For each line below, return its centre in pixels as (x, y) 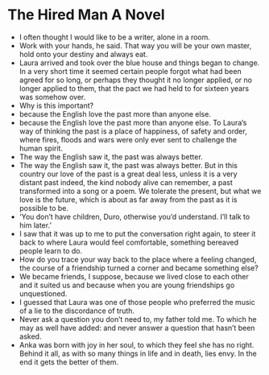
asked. (30, 336)
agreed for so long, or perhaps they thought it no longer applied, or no (136, 80)
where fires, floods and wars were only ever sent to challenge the (128, 139)
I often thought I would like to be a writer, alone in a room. (115, 37)
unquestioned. (43, 293)
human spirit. (41, 148)
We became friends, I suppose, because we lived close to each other (134, 276)
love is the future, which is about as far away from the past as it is (128, 200)
